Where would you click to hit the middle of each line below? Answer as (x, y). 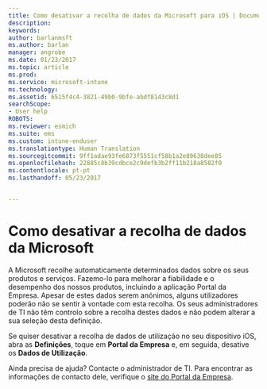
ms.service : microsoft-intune (58, 82)
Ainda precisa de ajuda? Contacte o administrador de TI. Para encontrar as (130, 368)
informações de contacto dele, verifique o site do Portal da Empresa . (121, 376)
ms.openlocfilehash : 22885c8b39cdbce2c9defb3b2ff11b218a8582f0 (115, 164)
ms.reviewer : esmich (43, 126)
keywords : (25, 30)
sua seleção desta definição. (55, 320)
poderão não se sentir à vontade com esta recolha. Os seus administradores (133, 303)
